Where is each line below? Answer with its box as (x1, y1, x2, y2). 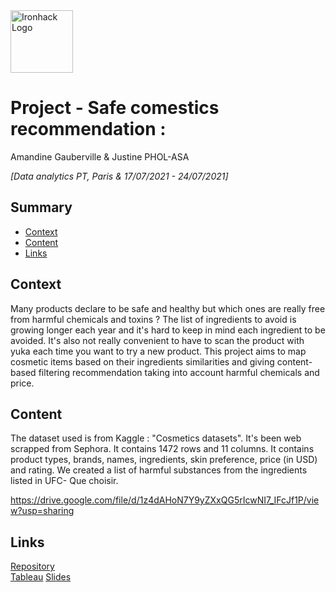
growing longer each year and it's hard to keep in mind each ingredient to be (10, 324, 326, 336)
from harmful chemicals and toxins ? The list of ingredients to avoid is (10, 313, 297, 325)
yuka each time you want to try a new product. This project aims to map (10, 345, 307, 357)
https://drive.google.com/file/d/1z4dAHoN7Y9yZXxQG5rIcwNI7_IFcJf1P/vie (10, 494, 320, 506)
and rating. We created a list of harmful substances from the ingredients (10, 464, 308, 476)
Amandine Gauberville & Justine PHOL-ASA (10, 150, 190, 163)
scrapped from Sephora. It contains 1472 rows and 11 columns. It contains (10, 443, 315, 455)
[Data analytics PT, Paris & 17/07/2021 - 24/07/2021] (10, 170, 229, 182)
